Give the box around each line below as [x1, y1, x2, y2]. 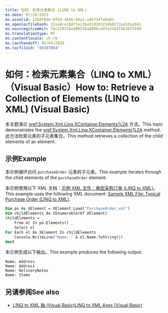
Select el [14, 225, 35, 230]
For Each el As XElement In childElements [5, 230, 96, 235]
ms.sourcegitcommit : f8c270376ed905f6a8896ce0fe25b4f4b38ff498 [5, 26, 142, 32]
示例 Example [5, 154, 47, 163]
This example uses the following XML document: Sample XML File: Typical [5, 191, 160, 197]
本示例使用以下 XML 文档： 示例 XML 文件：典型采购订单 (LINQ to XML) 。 [5, 185, 158, 191]
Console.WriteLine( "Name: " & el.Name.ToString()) [14, 235, 123, 240]
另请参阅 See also [5, 288, 60, 296]
